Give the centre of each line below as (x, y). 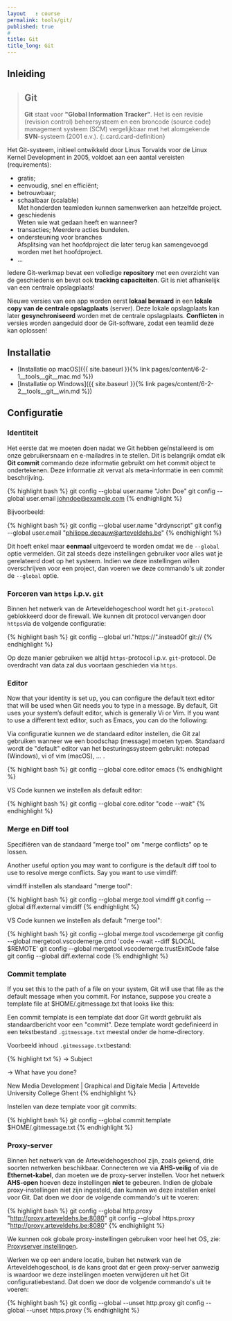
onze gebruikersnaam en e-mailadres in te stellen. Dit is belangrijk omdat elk (116, 455)
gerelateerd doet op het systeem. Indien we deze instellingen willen (103, 560)
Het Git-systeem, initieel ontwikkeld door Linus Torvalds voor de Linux (107, 150)
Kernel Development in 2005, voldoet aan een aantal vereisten (96, 158)
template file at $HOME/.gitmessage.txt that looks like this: (91, 1004)
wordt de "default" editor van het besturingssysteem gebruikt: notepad (108, 749)
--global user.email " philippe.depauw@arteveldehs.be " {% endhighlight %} (115, 533)
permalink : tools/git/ (40, 20)
